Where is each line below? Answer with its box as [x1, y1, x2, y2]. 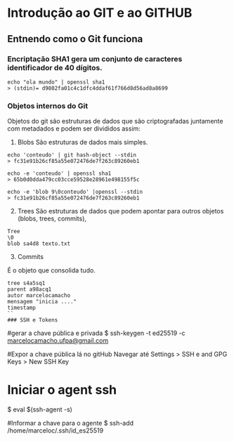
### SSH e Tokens [7, 317, 58, 324]
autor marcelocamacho [7, 292, 71, 299]
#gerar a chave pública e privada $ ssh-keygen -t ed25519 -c [7, 329, 186, 338]
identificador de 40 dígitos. [7, 62, 103, 72]
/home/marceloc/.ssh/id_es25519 [7, 426, 104, 435]
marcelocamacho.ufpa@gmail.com [7, 336, 109, 345]
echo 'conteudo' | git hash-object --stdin [7, 152, 137, 159]
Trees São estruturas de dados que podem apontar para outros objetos [17, 207, 224, 216]
